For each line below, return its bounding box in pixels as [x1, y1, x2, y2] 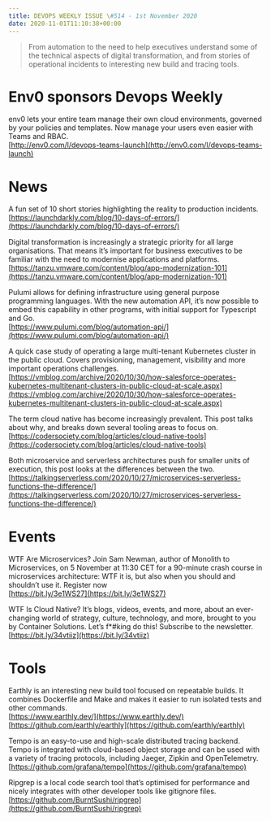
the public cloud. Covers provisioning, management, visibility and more [8, 355, 246, 365]
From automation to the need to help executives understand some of [28, 41, 258, 51]
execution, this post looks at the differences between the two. [8, 464, 215, 474]
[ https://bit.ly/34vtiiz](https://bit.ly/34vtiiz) [8, 631, 150, 641]
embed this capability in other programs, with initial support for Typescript [8, 305, 257, 315]
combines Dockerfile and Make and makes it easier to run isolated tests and [8, 694, 262, 704]
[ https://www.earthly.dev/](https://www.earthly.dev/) [8, 712, 184, 722]
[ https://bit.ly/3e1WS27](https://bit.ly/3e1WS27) [8, 589, 166, 598]
